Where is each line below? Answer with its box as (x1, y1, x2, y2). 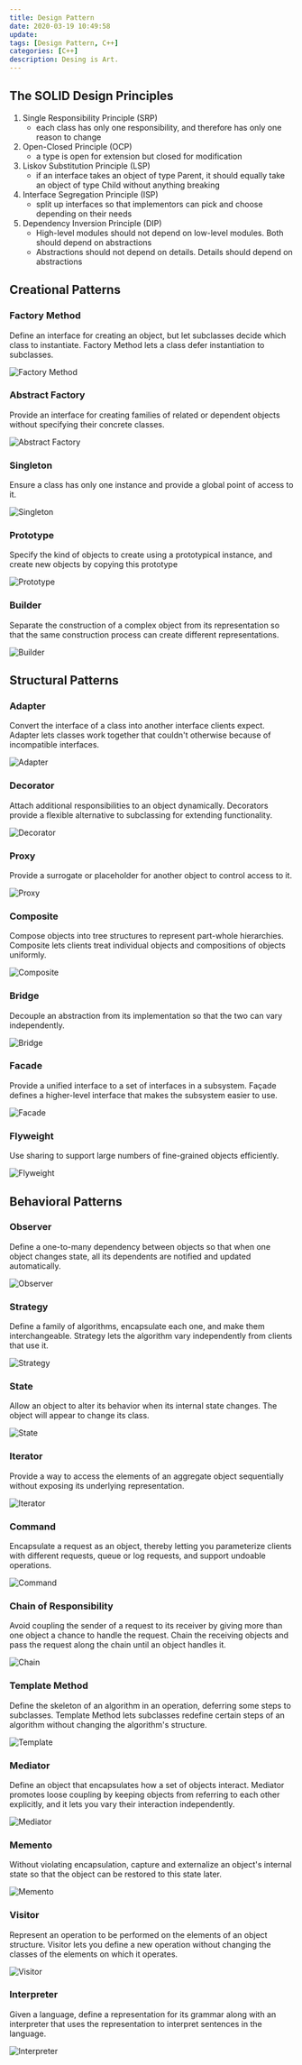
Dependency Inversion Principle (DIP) (22, 217, 162, 228)
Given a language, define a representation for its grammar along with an (9, 2008, 277, 2020)
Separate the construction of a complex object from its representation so (9, 619, 280, 630)
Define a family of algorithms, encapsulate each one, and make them (9, 1321, 265, 1332)
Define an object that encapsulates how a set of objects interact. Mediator (9, 1779, 285, 1790)
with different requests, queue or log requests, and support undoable (9, 1550, 266, 1561)
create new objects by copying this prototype (9, 559, 178, 570)
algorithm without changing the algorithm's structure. (9, 1719, 207, 1730)
